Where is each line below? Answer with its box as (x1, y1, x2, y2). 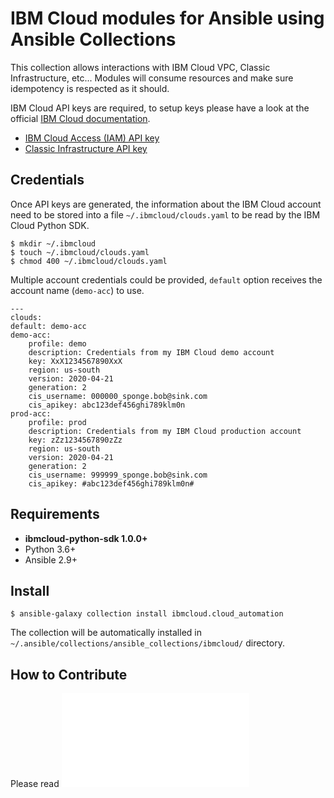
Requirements (10, 506, 100, 523)
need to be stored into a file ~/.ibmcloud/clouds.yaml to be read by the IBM (10, 208, 321, 221)
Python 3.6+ (24, 543, 77, 555)
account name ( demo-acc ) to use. (10, 284, 145, 296)
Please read (10, 778, 60, 790)
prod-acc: (10, 408, 52, 419)
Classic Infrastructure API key (24, 142, 148, 154)
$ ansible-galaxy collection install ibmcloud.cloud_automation (10, 609, 284, 619)
